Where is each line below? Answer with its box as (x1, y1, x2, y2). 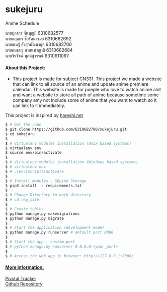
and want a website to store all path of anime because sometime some (12, 92, 159, 98)
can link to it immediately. (12, 102, 65, 109)
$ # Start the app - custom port (5, 240, 75, 245)
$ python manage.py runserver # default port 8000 (5, 230, 114, 235)
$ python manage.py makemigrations (5, 211, 80, 216)
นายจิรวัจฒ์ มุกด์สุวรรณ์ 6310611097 (5, 52, 69, 59)
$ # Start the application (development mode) (5, 225, 105, 230)
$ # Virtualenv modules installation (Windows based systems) (5, 160, 138, 165)
